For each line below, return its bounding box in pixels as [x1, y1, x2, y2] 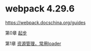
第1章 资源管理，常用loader [5, 40, 61, 46]
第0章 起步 [5, 29, 27, 35]
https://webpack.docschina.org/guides [5, 19, 86, 25]
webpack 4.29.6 [5, 3, 75, 14]
